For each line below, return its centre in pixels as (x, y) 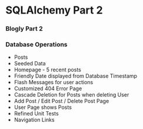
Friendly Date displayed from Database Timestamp (76, 76)
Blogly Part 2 (24, 29)
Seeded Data (30, 64)
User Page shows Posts (43, 107)
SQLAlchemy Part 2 (54, 10)
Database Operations (37, 45)
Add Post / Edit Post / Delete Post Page (61, 101)
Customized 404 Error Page (48, 88)
